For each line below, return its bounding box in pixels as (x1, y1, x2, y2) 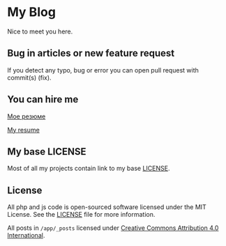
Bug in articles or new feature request (7, 47, 175, 59)
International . (7, 231, 45, 240)
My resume (7, 125, 40, 134)
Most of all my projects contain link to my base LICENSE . (7, 164, 170, 173)
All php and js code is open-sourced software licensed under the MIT (7, 203, 207, 211)
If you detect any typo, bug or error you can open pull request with (7, 66, 199, 74)
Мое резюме (7, 112, 46, 121)
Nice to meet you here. (7, 27, 73, 36)
